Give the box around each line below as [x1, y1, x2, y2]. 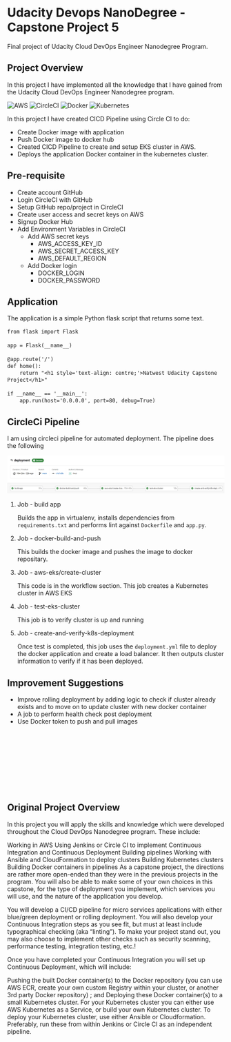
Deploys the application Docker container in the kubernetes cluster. [17, 150, 209, 158]
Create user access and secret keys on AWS [17, 210, 144, 218]
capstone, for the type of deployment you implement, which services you [7, 884, 215, 893]
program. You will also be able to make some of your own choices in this [7, 877, 213, 886]
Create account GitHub [17, 188, 83, 196]
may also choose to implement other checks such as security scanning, [7, 934, 211, 943]
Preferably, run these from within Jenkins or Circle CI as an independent [7, 1020, 212, 1028]
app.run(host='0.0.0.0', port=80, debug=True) [19, 398, 156, 405]
